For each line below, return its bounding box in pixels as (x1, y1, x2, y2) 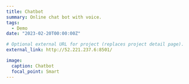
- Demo (11, 25, 28, 31)
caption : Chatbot (11, 63, 55, 69)
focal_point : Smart (11, 69, 60, 75)
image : (6, 57, 23, 63)
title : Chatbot (6, 8, 44, 15)
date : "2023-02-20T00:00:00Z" (6, 31, 81, 37)
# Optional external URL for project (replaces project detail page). (6, 41, 184, 47)
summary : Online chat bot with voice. (6, 14, 102, 20)
